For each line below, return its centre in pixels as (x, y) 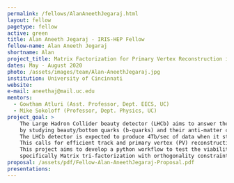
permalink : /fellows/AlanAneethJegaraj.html (73, 14)
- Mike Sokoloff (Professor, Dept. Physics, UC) (85, 111)
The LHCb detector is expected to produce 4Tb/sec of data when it (119, 136)
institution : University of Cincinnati (65, 78)
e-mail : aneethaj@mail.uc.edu (51, 91)
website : (20, 85)
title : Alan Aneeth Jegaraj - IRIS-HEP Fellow (76, 40)
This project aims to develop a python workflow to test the (110, 150)
